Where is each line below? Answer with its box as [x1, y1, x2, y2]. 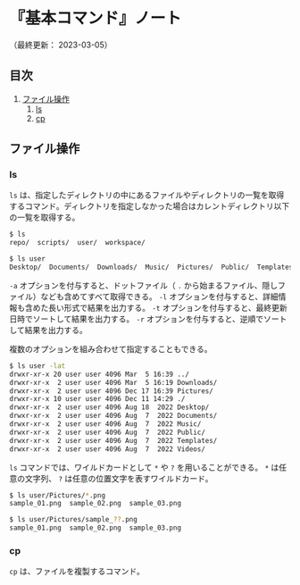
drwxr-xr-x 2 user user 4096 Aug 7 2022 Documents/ [9, 412, 218, 421]
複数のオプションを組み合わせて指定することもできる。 [9, 343, 212, 354]
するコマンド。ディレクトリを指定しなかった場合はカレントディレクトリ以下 [9, 201, 290, 212]
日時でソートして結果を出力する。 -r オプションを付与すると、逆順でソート [9, 313, 287, 324]
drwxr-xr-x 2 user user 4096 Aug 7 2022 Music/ [9, 420, 202, 429]
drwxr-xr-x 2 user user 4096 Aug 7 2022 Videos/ [9, 444, 205, 454]
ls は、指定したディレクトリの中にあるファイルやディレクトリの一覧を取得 [9, 189, 285, 201]
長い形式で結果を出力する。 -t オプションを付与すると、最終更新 [47, 302, 287, 313]
